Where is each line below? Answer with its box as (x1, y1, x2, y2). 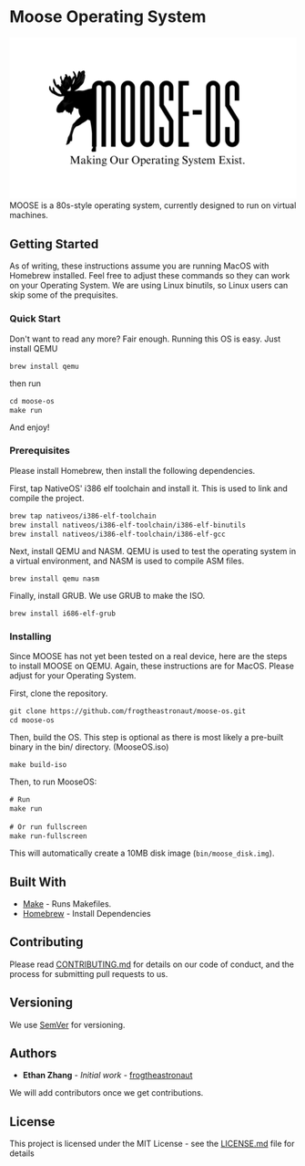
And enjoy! (9, 422, 50, 433)
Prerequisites (9, 445, 70, 457)
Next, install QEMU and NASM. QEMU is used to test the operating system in (9, 545, 297, 556)
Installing (9, 630, 52, 643)
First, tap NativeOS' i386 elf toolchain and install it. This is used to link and (9, 482, 289, 494)
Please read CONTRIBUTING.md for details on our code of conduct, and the (9, 959, 294, 970)
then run (9, 377, 42, 389)
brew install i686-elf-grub (9, 609, 117, 618)
